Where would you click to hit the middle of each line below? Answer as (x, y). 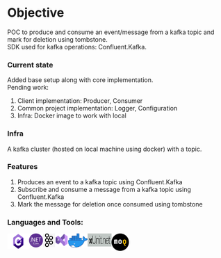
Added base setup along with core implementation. (80, 80)
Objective (36, 13)
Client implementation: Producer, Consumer (80, 101)
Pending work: (28, 88)
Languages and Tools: (45, 222)
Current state (30, 65)
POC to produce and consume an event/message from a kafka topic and (111, 32)
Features (23, 167)
